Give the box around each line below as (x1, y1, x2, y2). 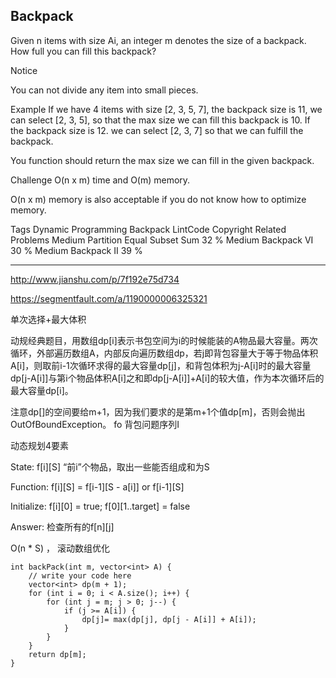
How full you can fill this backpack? (10, 45, 157, 57)
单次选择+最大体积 (10, 313, 87, 325)
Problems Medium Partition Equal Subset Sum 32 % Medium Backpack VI (10, 234, 314, 246)
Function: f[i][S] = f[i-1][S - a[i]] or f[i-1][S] (10, 480, 185, 493)
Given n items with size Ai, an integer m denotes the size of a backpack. (10, 34, 307, 46)
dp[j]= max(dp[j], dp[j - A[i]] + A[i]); (81, 614, 257, 624)
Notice (10, 64, 38, 76)
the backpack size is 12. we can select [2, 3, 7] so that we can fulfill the (10, 124, 304, 136)
